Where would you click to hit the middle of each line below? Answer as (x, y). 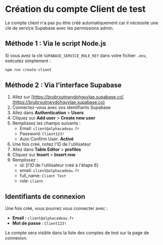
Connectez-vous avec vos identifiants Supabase (61, 108)
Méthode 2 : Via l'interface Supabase (64, 85)
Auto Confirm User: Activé (47, 139)
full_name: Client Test (43, 176)
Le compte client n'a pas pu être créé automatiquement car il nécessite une (82, 23)
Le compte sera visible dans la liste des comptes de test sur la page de (77, 233)
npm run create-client (28, 70)
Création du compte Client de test (76, 9)
